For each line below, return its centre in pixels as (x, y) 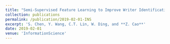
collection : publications (32, 15)
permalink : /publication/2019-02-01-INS (49, 19)
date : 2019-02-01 (24, 29)
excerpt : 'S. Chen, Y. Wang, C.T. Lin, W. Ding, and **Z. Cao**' (75, 24)
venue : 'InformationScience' (36, 33)
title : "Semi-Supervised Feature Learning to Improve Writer (71, 10)
